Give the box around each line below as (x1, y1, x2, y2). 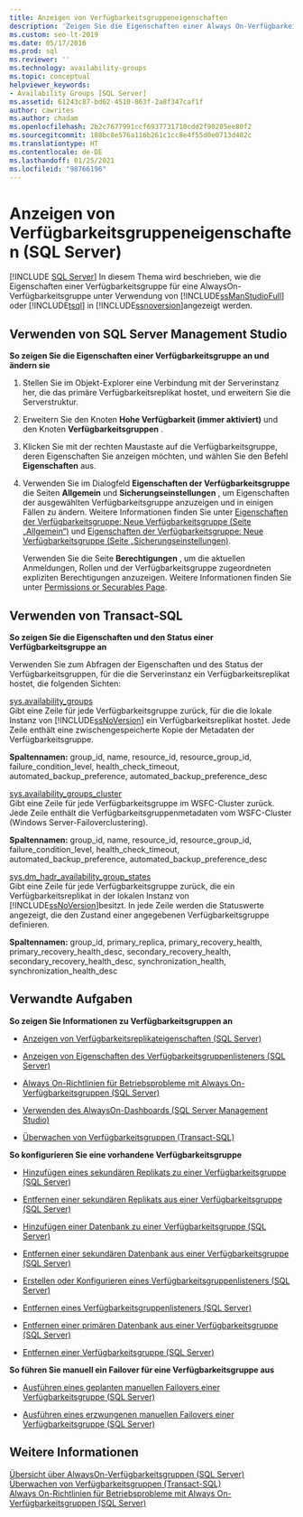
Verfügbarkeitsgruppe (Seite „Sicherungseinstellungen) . (22, 535, 232, 546)
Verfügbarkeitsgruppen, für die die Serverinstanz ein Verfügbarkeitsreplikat (9, 668, 290, 679)
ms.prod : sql (9, 47, 59, 56)
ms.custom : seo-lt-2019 (9, 30, 99, 39)
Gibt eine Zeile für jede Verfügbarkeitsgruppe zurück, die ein (9, 880, 235, 891)
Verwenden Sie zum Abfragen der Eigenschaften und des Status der (9, 658, 263, 669)
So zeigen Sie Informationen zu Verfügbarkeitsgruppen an (9, 1015, 233, 1026)
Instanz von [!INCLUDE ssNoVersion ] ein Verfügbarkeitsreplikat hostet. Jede (9, 714, 291, 725)
